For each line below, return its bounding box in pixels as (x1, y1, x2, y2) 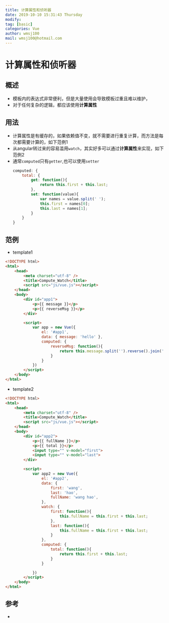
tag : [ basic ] (5, 21, 33, 27)
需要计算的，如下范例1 (21, 139, 68, 145)
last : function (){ (50, 523, 90, 528)
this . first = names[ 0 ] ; (39, 201, 90, 206)
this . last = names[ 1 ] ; (39, 206, 88, 211)
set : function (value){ (31, 192, 79, 197)
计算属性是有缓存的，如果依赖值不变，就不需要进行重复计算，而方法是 (12, 133, 159, 139)
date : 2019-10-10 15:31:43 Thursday (5, 12, 82, 17)
